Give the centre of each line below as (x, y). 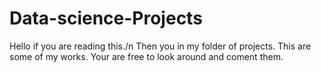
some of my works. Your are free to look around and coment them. (146, 56)
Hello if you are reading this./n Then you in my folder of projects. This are (160, 46)
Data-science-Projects (106, 18)
